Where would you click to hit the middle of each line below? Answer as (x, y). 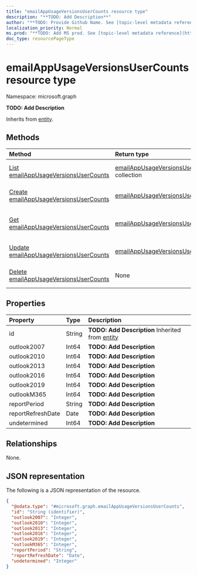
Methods (23, 137)
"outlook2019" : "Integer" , (44, 539)
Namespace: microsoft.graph (41, 96)
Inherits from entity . (30, 119)
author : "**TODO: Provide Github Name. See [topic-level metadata (89, 22)
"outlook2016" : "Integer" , (44, 534)
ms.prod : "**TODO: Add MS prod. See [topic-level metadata (80, 33)
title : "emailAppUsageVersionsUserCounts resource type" (77, 11)
